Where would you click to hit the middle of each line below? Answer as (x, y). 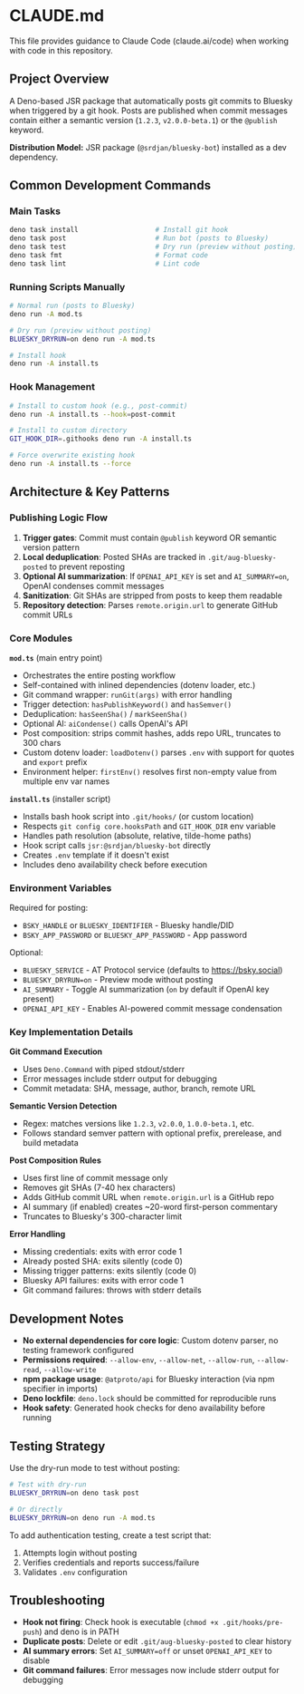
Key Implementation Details (71, 1032)
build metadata (50, 1143)
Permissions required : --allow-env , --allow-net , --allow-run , (138, 1360)
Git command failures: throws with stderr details (112, 1290)
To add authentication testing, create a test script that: (110, 1535)
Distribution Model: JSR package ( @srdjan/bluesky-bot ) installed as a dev (148, 147)
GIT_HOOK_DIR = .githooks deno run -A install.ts (101, 439)
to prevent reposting (87, 566)
